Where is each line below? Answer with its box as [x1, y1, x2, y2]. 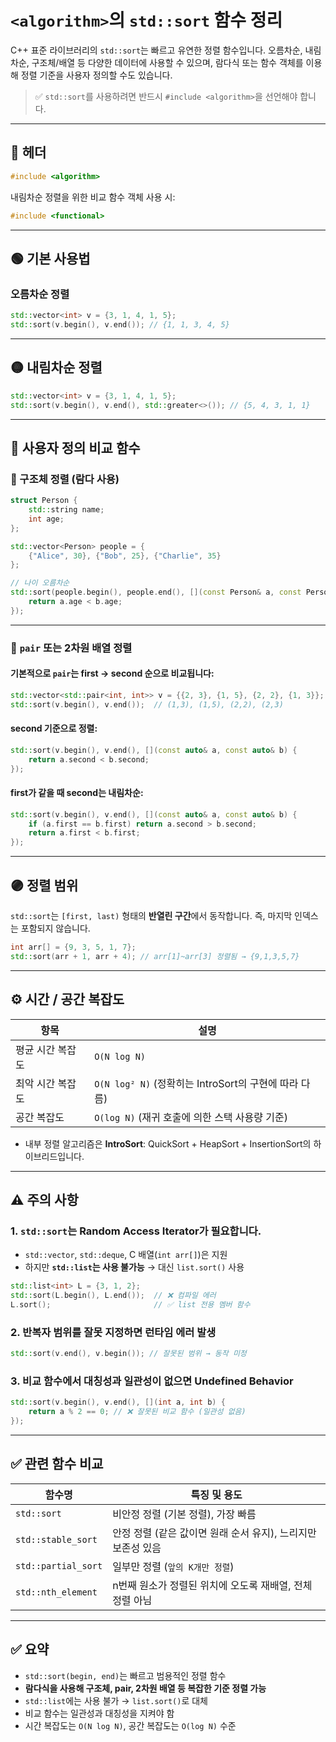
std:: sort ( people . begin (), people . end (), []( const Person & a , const [10, 587, 302, 598]
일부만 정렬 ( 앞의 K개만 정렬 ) [112, 1559, 235, 1573]
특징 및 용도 [190, 1487, 243, 1501]
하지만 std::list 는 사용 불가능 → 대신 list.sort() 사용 [24, 1261, 245, 1273]
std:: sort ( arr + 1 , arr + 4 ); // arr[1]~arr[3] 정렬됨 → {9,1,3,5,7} [10, 951, 300, 961]
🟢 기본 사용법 [10, 250, 91, 267]
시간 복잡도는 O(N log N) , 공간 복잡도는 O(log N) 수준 [24, 1719, 237, 1731]
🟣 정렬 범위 [10, 877, 79, 894]
